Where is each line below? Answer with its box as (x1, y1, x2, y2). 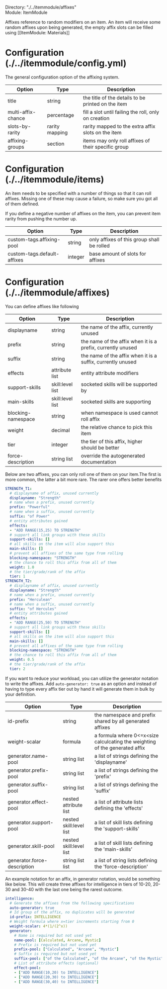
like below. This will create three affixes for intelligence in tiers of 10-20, (5, 881, 152, 887)
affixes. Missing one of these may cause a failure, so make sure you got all (5, 195, 158, 201)
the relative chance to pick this (81, 424, 153, 431)
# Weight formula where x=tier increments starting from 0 (9, 919, 135, 924)
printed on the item (83, 100, 128, 107)
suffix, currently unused (81, 358, 137, 365)
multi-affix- (7, 108, 36, 115)
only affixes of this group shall (89, 236, 160, 243)
